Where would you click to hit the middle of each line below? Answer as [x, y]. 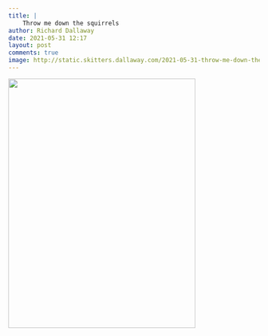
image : [19, 61]
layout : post [30, 45]
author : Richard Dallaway [51, 30]
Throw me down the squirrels [71, 23]
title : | [23, 16]
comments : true [33, 53]
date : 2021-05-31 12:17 [48, 38]
